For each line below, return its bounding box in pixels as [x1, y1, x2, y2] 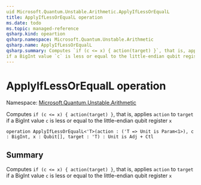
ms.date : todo [6, 20, 42, 26]
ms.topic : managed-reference [6, 25, 79, 32]
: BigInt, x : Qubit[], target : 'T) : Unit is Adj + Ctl [6, 134, 154, 139]
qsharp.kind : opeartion [6, 31, 66, 37]
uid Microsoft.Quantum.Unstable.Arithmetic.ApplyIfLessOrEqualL [6, 8, 170, 15]
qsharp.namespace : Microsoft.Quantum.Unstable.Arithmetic [6, 37, 154, 43]
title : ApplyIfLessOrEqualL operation [6, 14, 103, 20]
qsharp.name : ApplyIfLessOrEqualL [6, 43, 93, 48]
